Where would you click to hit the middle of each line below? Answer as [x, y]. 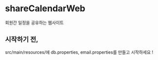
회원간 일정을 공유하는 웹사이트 [35, 22]
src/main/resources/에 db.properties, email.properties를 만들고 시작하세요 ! [79, 52]
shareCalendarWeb [45, 9]
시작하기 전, [22, 40]
